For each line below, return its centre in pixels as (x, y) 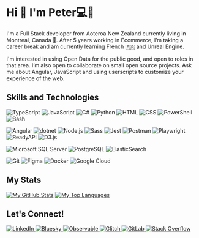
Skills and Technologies (53, 98)
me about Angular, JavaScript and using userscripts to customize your (95, 72)
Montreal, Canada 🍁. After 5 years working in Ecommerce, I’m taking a (95, 40)
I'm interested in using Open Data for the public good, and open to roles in (100, 59)
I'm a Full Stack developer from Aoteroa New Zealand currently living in (96, 33)
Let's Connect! (35, 214)
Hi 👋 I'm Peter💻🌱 (51, 13)
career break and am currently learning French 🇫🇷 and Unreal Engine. (96, 46)
